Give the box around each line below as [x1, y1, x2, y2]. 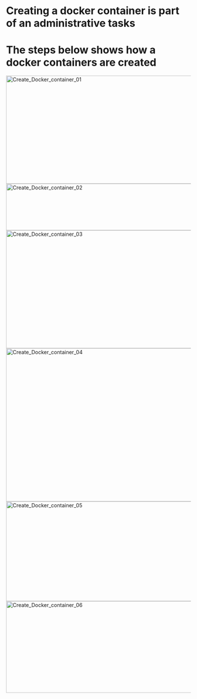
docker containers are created [6, 56, 157, 69]
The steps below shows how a [6, 43, 156, 57]
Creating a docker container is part [6, 4, 180, 18]
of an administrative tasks [6, 16, 136, 30]
